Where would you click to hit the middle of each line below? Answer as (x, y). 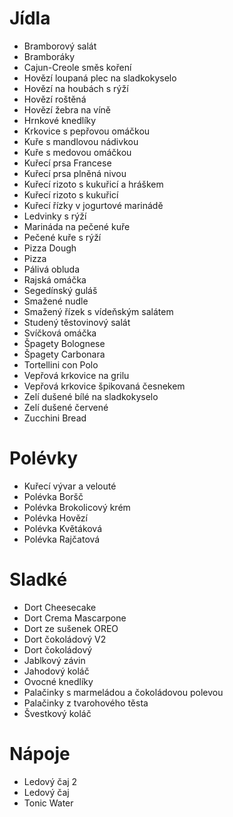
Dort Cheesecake (60, 607)
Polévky (44, 458)
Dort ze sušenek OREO (71, 628)
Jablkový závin (54, 660)
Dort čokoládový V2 (65, 639)
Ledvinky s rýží (55, 216)
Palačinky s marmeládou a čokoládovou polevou (123, 692)
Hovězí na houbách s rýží (76, 88)
